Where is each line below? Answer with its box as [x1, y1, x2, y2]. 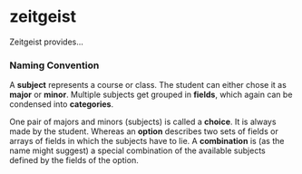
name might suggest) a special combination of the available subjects [9, 145, 266, 156]
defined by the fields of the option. [9, 155, 139, 166]
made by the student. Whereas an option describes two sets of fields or [9, 126, 278, 137]
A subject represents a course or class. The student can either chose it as [9, 80, 287, 91]
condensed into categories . [9, 99, 114, 110]
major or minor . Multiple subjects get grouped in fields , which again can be [9, 89, 293, 101]
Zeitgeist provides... [9, 36, 84, 47]
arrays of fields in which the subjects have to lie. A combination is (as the [9, 136, 285, 147]
